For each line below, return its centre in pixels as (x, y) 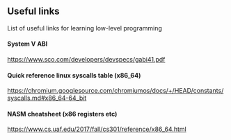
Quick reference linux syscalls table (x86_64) (74, 75)
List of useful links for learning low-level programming (85, 28)
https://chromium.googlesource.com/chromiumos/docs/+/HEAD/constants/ (115, 91)
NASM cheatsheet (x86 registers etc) (62, 114)
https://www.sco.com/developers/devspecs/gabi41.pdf (86, 60)
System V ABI (27, 44)
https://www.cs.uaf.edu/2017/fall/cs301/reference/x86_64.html (97, 129)
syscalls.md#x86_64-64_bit (47, 98)
